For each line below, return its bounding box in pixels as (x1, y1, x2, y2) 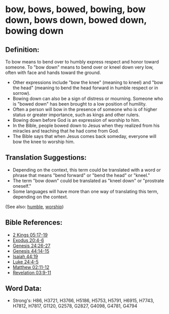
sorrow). (12, 90, 30, 96)
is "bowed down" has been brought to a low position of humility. (12, 101, 147, 107)
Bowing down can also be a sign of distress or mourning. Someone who (12, 95, 163, 101)
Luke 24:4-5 (12, 259, 39, 265)
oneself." (12, 183, 31, 189)
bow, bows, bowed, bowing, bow (5, 4, 146, 15)
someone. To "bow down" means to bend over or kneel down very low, (5, 64, 154, 70)
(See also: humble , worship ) (5, 203, 64, 210)
